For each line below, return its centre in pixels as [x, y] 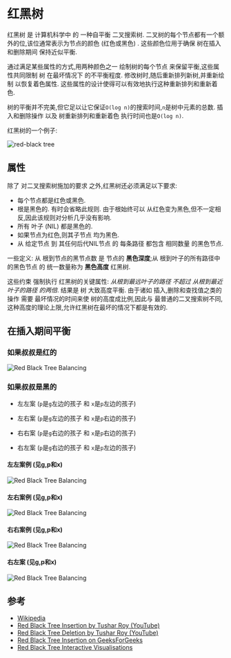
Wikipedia [31, 618]
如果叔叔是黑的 [32, 387]
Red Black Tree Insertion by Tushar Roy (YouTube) [88, 626]
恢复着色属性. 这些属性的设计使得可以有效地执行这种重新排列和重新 [116, 84]
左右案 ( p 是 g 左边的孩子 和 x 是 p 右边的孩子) [77, 418]
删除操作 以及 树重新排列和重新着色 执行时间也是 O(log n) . [101, 115]
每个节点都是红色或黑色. [51, 200]
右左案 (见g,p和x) [32, 562]
